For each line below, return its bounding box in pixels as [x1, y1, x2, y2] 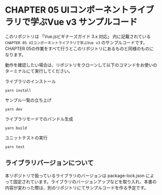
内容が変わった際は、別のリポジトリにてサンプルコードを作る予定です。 [5, 185, 148, 191]
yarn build [5, 126, 27, 130]
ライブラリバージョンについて [5, 159, 94, 167]
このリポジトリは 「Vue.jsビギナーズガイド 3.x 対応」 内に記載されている [5, 33, 151, 39]
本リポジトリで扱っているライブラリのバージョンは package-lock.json [5, 173, 145, 179]
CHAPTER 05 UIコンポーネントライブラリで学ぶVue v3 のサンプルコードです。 [5, 39, 147, 45]
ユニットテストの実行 [5, 134, 47, 141]
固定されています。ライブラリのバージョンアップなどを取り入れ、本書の [13, 179, 157, 184]
